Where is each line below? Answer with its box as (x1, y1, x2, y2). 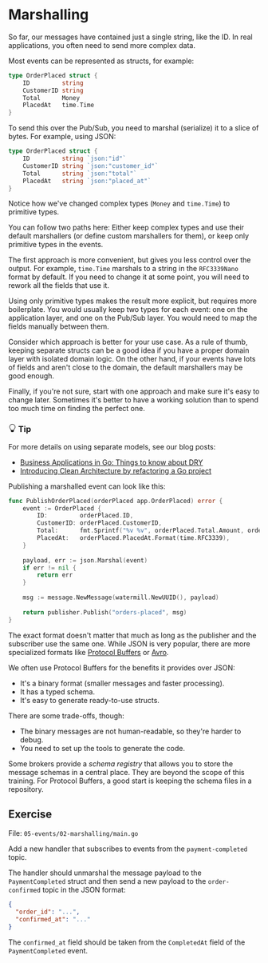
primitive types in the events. (8, 240, 104, 250)
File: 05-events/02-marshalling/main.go (8, 829, 139, 838)
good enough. (8, 371, 54, 381)
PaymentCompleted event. (8, 945, 89, 955)
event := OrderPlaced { (22, 504, 102, 513)
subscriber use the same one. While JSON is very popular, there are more (8, 638, 250, 649)
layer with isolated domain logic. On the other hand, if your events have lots (8, 354, 256, 364)
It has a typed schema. (19, 686, 96, 697)
